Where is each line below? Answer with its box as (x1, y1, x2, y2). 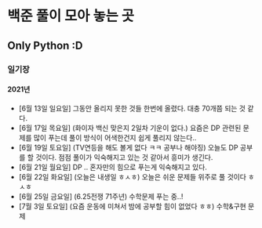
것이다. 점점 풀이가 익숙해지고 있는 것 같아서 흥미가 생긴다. (35, 152, 213, 161)
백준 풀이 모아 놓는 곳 (7, 7, 135, 25)
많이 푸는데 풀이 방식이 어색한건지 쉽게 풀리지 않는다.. (33, 132, 197, 142)
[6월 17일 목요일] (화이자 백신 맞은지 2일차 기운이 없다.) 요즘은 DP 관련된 (18, 123, 242, 132)
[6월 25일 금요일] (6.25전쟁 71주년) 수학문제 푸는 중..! (18, 191, 184, 201)
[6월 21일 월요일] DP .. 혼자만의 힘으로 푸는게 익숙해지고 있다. (18, 162, 207, 172)
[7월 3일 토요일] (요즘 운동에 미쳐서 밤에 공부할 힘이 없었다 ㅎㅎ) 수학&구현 (18, 201, 246, 211)
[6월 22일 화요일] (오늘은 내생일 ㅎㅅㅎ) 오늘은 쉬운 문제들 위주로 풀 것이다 (18, 172, 246, 181)
